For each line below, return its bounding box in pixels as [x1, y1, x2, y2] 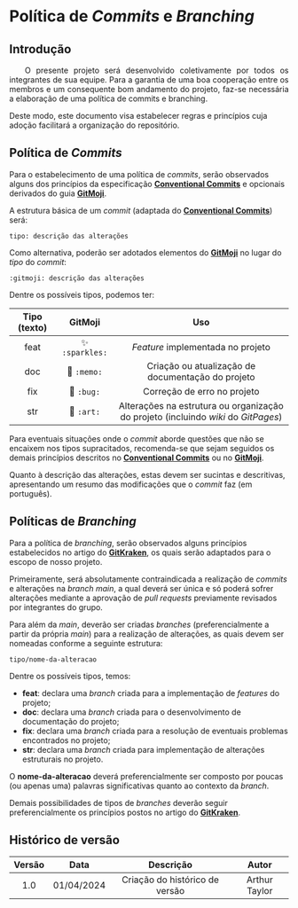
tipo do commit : [9, 256, 67, 267]
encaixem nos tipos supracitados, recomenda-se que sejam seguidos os [9, 442, 275, 453]
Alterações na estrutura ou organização [118, 399, 284, 411]
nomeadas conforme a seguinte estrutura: [9, 638, 163, 648]
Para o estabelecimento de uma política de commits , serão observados [9, 168, 269, 179]
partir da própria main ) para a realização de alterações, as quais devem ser [9, 628, 285, 639]
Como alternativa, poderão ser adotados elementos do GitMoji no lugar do [9, 247, 282, 258]
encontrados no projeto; [21, 734, 111, 746]
